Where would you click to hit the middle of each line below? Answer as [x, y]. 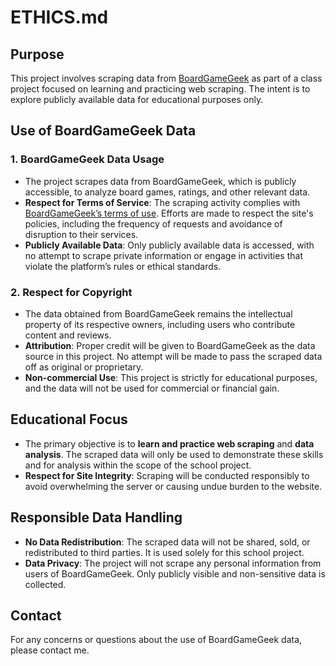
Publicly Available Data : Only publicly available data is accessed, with [169, 245]
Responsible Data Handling [96, 517]
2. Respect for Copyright [71, 292]
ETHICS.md [59, 17]
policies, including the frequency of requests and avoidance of [153, 223]
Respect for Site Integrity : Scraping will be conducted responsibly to [167, 475]
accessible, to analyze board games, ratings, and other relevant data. [167, 192]
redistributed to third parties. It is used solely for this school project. [164, 552]
